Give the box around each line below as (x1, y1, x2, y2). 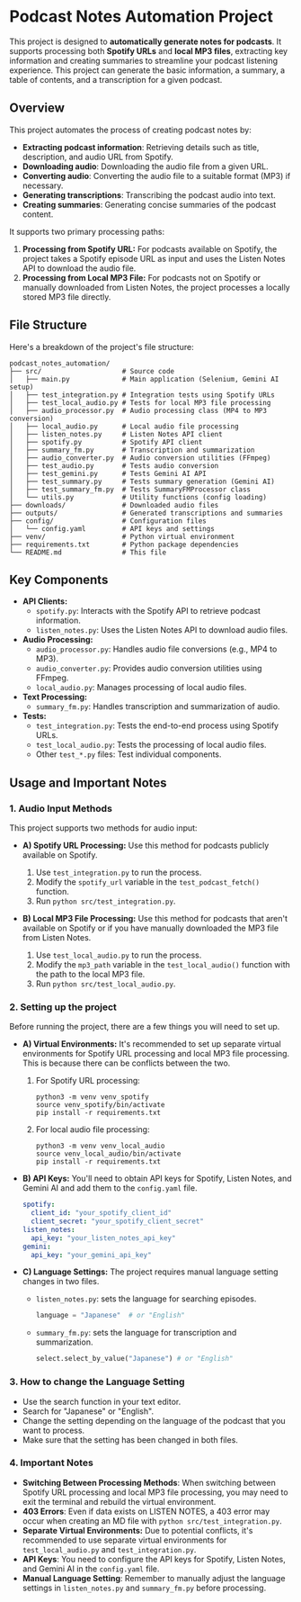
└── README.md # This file (9, 547, 167, 557)
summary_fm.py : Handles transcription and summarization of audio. (35, 701, 280, 712)
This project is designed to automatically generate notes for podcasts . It (9, 36, 282, 47)
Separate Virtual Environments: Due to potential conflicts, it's (22, 1525, 253, 1535)
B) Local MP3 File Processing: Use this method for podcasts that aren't (22, 913, 288, 924)
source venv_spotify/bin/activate (35, 1101, 165, 1110)
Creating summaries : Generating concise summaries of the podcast (22, 199, 277, 210)
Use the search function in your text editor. (22, 1396, 181, 1407)
